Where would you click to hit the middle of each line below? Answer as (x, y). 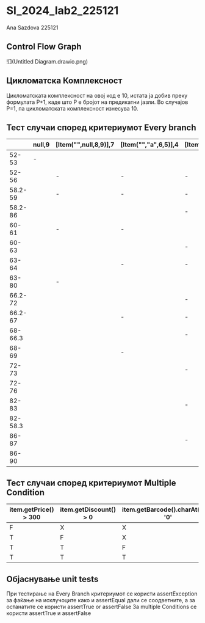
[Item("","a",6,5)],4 (149, 145)
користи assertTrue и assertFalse (49, 613)
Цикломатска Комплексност (64, 81)
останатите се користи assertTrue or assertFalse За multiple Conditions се (102, 607)
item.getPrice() (32, 509)
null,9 (41, 145)
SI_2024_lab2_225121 (63, 11)
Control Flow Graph (44, 47)
